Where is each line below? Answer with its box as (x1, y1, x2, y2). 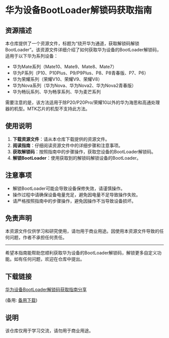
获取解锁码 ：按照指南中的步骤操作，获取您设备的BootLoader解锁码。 (12, 149, 156, 155)
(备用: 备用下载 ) (5, 297, 38, 303)
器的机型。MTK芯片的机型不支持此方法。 (5, 106, 91, 111)
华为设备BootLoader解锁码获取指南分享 (5, 287, 87, 293)
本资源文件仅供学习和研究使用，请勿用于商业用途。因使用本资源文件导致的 (5, 228, 159, 234)
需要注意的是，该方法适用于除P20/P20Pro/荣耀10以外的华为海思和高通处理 (5, 99, 160, 105)
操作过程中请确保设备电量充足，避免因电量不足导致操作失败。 (12, 191, 141, 197)
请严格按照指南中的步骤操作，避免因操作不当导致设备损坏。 (12, 198, 136, 204)
